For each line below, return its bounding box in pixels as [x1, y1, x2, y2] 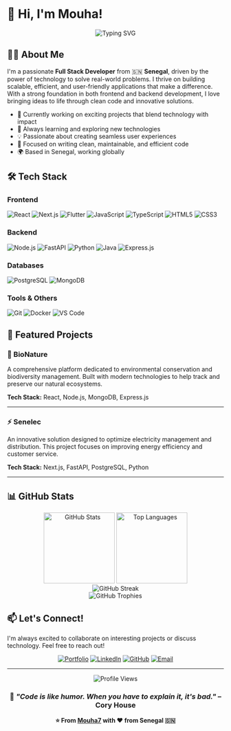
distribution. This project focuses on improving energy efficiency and [7, 443, 203, 451]
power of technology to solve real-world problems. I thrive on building [7, 75, 206, 83]
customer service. [7, 450, 58, 458]
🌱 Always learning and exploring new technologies [16, 124, 161, 133]
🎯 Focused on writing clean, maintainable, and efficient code [16, 140, 189, 148]
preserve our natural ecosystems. [7, 380, 103, 388]
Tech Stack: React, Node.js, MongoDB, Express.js [7, 393, 149, 402]
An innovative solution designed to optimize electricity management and [7, 435, 212, 444]
